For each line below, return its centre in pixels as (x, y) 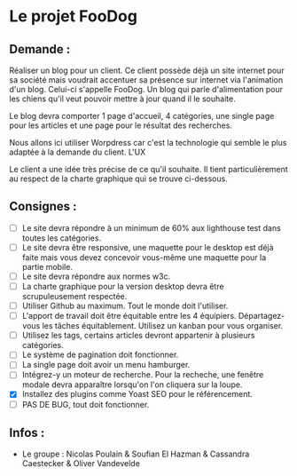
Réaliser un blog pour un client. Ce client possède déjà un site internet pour (147, 70)
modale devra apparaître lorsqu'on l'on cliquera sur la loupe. (132, 385)
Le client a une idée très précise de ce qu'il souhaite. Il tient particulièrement (148, 169)
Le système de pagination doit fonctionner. (100, 355)
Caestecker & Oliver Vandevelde (81, 464)
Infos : (27, 432)
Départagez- (262, 316)
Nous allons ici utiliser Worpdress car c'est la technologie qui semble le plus (148, 143)
